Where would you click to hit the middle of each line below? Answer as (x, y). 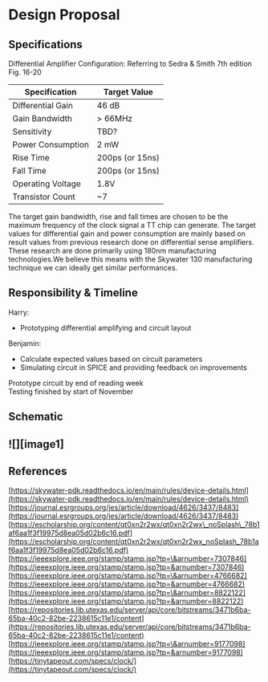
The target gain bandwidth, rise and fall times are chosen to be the (118, 217)
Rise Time (31, 158)
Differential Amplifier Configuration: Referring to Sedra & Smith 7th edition (130, 63)
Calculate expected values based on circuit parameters (111, 359)
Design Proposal (64, 15)
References (38, 471)
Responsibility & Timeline (73, 293)
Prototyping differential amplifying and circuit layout (106, 327)
